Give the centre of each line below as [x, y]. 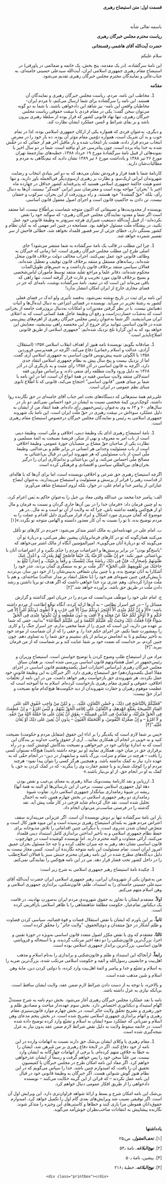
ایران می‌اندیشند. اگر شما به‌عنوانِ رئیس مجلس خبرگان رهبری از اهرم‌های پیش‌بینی [86, 319]
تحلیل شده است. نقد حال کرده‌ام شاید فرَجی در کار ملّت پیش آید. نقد [86, 802]
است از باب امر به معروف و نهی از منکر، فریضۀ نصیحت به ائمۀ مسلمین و [82, 438]
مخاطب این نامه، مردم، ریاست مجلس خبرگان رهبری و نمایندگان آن [87, 95]
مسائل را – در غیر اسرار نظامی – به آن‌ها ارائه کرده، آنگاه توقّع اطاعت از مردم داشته [84, 604]
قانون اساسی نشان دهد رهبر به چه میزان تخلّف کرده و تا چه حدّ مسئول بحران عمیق [85, 844]
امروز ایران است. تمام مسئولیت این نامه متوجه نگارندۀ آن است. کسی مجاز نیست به [84, 849]
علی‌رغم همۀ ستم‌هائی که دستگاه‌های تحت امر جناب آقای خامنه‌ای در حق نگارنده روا [85, 396]
